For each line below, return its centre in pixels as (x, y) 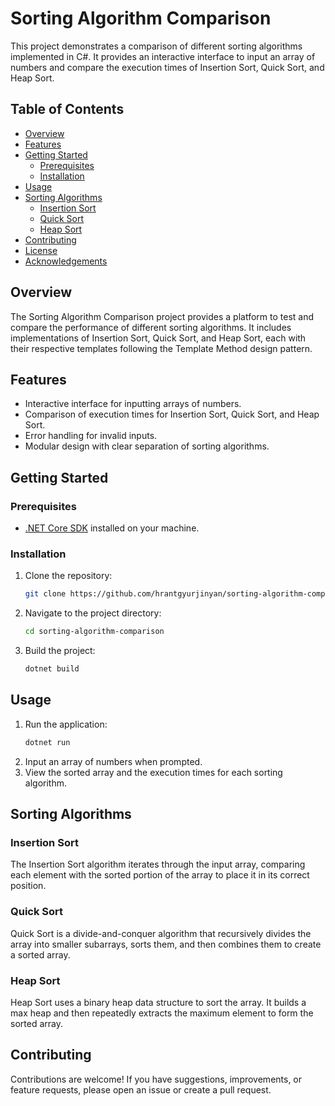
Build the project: (60, 651)
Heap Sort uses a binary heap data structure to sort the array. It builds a (158, 1002)
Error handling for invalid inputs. (91, 436)
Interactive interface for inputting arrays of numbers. (133, 404)
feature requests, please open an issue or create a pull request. (141, 1089)
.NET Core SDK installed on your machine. (112, 528)
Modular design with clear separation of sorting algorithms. (147, 446)
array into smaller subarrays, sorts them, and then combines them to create (166, 944)
